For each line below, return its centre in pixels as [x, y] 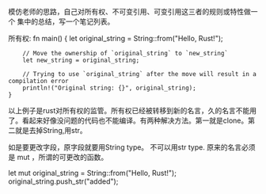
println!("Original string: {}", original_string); [109, 88]
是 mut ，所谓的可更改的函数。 [58, 157]
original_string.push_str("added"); [63, 181]
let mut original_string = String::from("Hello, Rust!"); [92, 173]
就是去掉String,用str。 [51, 130]
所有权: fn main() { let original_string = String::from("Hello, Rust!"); [116, 38]
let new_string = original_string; [81, 60]
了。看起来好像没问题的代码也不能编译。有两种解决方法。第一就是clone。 [128, 120]
